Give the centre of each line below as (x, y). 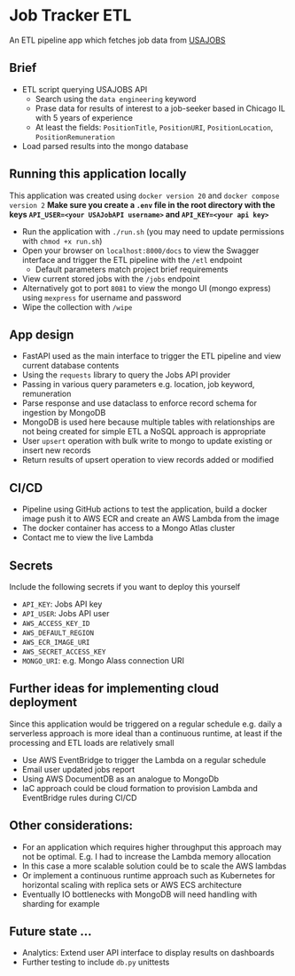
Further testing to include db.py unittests (96, 962)
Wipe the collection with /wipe (77, 306)
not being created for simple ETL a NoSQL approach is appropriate (144, 432)
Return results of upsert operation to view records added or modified (148, 460)
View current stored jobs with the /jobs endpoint (111, 278)
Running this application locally (98, 174)
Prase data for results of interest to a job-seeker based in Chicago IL (160, 108)
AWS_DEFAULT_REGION (58, 633)
